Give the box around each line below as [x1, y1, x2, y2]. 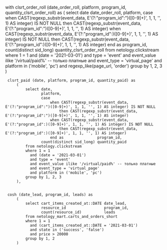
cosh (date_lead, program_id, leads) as [7, 192, 93, 197]
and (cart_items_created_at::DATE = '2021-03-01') [30, 223, 138, 228]
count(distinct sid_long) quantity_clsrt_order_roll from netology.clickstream [5, 47, 159, 53]
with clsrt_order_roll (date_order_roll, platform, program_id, [5, 5, 126, 10]
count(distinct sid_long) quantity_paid [41, 140, 127, 145]
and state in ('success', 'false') [30, 227, 104, 232]
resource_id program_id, [41, 205, 129, 210]
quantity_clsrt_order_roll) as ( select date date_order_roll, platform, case [5, 10, 153, 16]
